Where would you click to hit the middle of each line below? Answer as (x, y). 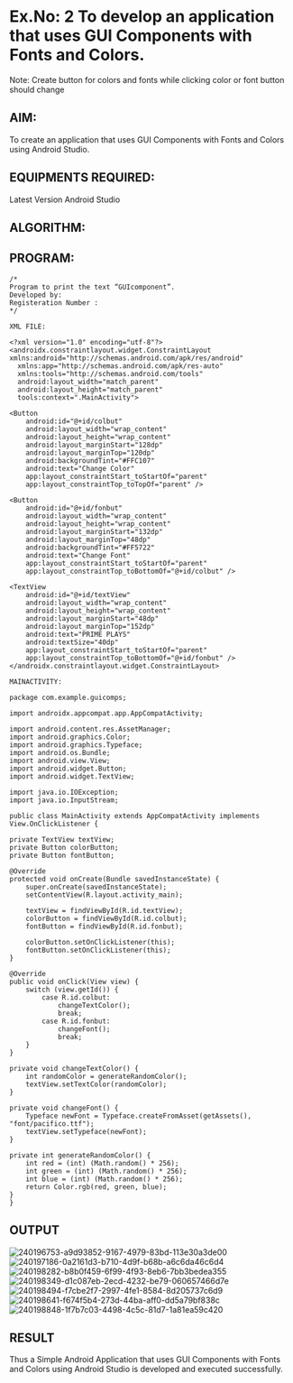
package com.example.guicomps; (68, 697)
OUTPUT (35, 1230)
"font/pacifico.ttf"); (52, 1124)
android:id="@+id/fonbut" (74, 508)
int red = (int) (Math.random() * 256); (102, 1163)
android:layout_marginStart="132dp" (95, 531)
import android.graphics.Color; (70, 737)
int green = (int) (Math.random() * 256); (106, 1171)
